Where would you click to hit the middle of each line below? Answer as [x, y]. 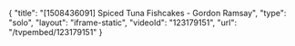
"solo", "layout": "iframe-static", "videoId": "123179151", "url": [123, 23]
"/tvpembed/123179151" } [56, 32]
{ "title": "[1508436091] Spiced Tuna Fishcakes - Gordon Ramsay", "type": [147, 13]
